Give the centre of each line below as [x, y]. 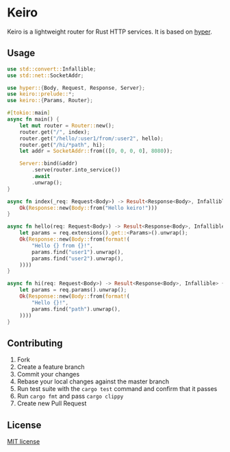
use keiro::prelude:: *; [41, 94]
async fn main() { [33, 119]
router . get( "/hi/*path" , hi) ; [63, 145]
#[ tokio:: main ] [29, 113]
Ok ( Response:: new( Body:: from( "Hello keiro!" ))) [88, 208]
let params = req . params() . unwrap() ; [73, 290]
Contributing [35, 343]
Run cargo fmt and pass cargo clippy [70, 396]
